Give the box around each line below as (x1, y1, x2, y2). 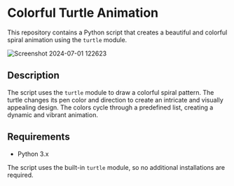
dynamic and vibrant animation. (7, 110, 98, 119)
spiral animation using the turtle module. (7, 35, 128, 44)
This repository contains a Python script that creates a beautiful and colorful (7, 28, 228, 36)
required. (7, 171, 34, 179)
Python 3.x (17, 150, 49, 158)
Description (7, 69, 60, 81)
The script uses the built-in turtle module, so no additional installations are (7, 163, 226, 171)
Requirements (7, 131, 70, 143)
